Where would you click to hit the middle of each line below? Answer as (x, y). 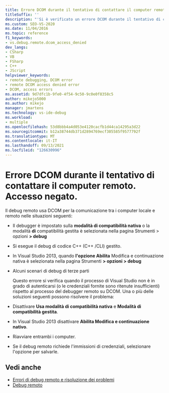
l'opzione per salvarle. (35, 351)
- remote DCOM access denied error (43, 85)
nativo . (20, 327)
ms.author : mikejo (24, 104)
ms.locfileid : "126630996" (33, 150)
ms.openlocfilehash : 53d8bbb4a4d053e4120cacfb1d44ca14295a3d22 (73, 127)
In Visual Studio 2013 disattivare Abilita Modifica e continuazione (81, 321)
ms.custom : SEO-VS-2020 (30, 24)
